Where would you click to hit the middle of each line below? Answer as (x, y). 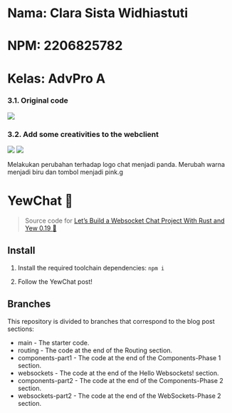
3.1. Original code (38, 101)
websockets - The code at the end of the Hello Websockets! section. (118, 373)
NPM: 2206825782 (65, 46)
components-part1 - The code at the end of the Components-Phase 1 (119, 357)
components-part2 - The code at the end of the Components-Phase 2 (121, 380)
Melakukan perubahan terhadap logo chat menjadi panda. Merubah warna (116, 165)
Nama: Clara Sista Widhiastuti (98, 13)
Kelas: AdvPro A (56, 78)
